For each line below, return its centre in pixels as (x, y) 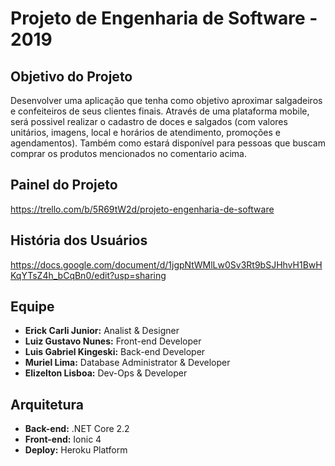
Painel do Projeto (64, 185)
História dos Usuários (79, 240)
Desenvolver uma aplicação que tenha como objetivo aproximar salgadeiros (166, 100)
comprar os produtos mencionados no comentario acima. (128, 153)
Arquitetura (47, 404)
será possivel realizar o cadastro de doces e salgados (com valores (149, 121)
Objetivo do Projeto (71, 76)
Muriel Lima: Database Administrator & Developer (127, 363)
